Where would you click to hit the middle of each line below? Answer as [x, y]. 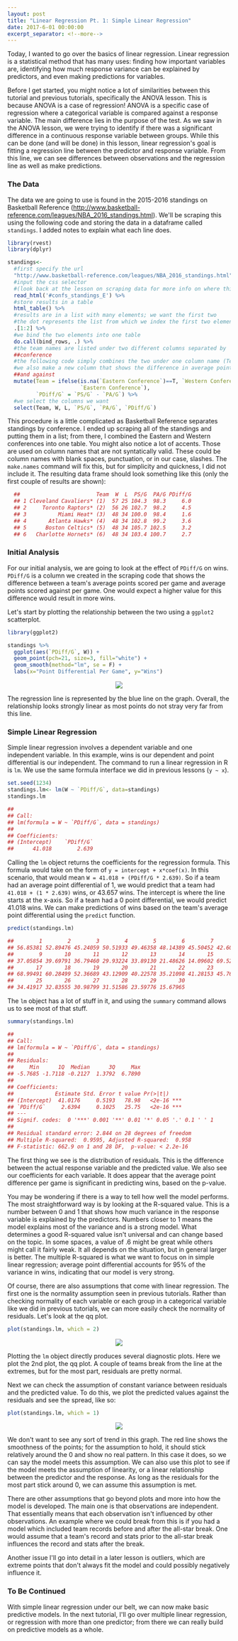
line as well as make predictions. [55, 166]
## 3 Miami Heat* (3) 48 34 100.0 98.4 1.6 [103, 515]
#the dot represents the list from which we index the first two [112, 322]
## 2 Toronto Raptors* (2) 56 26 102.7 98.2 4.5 [103, 508]
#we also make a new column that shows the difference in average [114, 368]
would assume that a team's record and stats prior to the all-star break [110, 1537]
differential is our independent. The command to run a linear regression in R [118, 763]
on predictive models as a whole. [56, 1629]
